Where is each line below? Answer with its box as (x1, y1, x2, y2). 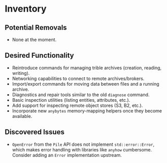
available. (12, 113, 32, 119)
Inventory (5, 3, 47, 15)
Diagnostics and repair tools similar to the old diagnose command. (12, 92, 150, 98)
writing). (12, 70, 30, 76)
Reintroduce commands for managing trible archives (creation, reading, (12, 64, 162, 71)
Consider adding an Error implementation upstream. (12, 152, 122, 158)
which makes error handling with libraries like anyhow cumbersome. (12, 146, 152, 152)
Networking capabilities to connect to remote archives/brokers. (12, 75, 145, 81)
